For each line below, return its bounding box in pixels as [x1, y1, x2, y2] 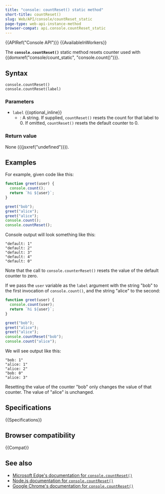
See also [5, 459, 32, 468]
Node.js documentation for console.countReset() [12, 478, 114, 484]
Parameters [5, 98, 34, 105]
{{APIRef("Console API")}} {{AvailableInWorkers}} [5, 39, 107, 45]
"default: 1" [5, 242, 32, 247]
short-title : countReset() [5, 12, 61, 17]
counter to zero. [5, 273, 38, 279]
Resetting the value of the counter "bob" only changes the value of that [5, 384, 152, 390]
